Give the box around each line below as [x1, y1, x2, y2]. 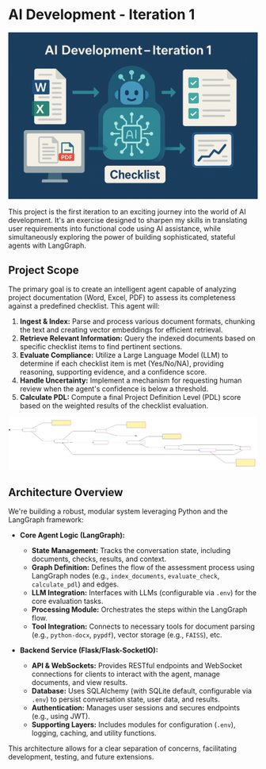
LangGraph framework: [8, 515, 85, 525]
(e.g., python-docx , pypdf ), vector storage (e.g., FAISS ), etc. [31, 630, 223, 640]
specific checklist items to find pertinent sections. [19, 342, 183, 352]
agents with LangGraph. [8, 240, 87, 250]
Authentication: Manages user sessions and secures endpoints [31, 703, 240, 713]
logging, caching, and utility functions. [31, 729, 157, 738]
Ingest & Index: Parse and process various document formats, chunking [19, 317, 256, 326]
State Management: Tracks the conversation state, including [31, 546, 231, 556]
